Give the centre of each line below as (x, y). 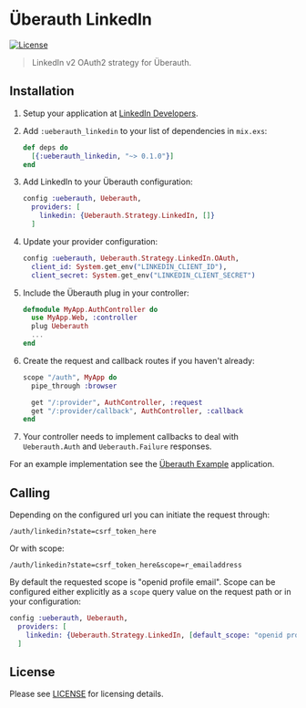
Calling (30, 493)
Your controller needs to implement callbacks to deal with (131, 437)
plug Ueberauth (60, 327)
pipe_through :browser (74, 386)
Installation (42, 91)
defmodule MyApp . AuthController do (90, 309)
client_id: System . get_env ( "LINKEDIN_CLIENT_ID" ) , (129, 266)
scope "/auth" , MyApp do (70, 377)
